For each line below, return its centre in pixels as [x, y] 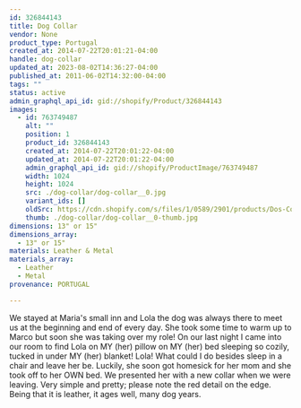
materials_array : [42, 260]
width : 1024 [47, 176]
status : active [38, 92]
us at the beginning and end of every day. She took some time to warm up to [150, 327]
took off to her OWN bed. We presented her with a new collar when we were [150, 375]
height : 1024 [50, 185]
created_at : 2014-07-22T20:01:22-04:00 [100, 151]
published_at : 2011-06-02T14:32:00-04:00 [88, 76]
